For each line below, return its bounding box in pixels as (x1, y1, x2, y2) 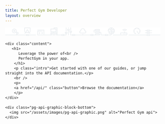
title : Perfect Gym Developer (5, 8, 67, 13)
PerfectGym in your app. (18, 56, 69, 61)
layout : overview (5, 13, 41, 18)
